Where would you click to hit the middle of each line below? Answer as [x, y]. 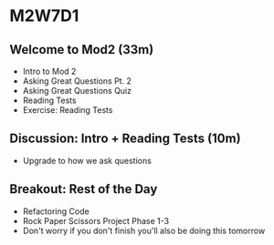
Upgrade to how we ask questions [87, 160]
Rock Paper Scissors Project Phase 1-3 [96, 220]
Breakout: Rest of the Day [84, 189]
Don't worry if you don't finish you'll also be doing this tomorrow [144, 230]
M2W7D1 [44, 16]
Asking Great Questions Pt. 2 [77, 81]
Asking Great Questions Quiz [77, 91]
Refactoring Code [56, 211]
